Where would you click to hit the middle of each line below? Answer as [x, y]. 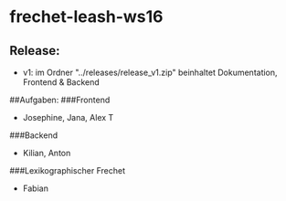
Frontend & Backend [61, 82]
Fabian [35, 188]
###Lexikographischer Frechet [68, 170]
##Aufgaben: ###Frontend [60, 100]
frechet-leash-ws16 [86, 17]
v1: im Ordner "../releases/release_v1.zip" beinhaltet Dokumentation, [150, 72]
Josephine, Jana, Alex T [68, 117]
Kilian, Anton [47, 153]
